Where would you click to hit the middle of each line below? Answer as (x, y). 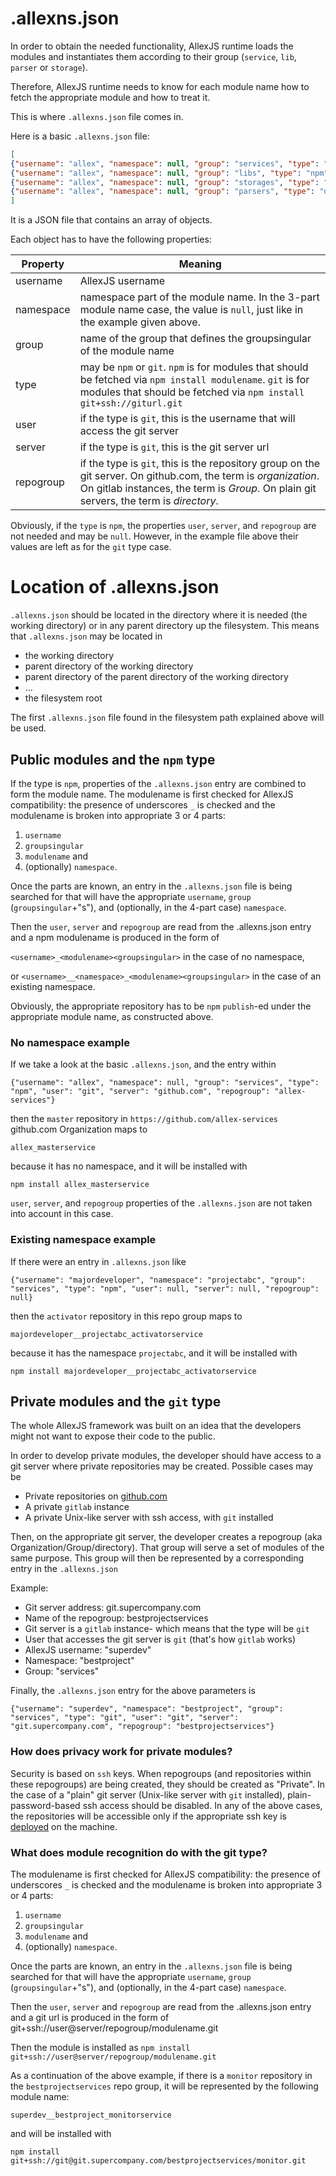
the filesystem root (63, 698)
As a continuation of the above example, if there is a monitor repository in (161, 2075)
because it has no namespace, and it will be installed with (129, 1166)
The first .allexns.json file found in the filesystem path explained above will (167, 718)
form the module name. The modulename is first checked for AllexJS (152, 794)
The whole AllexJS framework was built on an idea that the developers (156, 1426)
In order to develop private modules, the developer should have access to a (166, 1456)
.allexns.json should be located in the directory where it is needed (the (159, 615)
